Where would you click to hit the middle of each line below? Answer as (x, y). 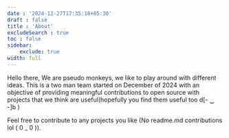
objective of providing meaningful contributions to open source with (103, 92)
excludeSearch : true (38, 33)
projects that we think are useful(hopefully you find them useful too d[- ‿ (111, 100)
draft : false (28, 20)
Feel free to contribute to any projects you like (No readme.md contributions (115, 120)
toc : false (24, 39)
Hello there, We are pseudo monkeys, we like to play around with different (112, 78)
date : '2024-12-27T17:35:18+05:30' (59, 13)
